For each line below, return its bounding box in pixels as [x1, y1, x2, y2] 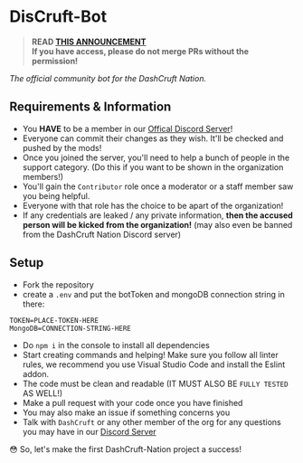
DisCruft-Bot [9, 6, 107, 27]
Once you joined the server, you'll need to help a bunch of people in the [22, 152, 290, 163]
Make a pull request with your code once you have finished [22, 397, 243, 408]
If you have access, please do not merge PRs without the [31, 45, 250, 56]
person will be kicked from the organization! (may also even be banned [22, 219, 293, 230]
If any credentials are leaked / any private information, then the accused [22, 210, 294, 221]
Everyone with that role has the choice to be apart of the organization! [22, 200, 284, 211]
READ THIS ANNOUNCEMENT [31, 36, 147, 47]
